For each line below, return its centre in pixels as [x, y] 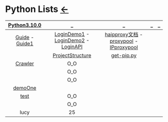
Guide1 [24, 43]
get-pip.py [124, 55]
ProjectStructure [72, 55]
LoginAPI [72, 46]
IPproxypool [124, 47]
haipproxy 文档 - [124, 34]
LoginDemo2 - [72, 40]
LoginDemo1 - [72, 34]
